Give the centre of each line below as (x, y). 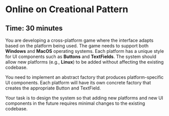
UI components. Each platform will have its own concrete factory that (78, 83)
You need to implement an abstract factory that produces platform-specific (84, 77)
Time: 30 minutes (34, 28)
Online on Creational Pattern (67, 9)
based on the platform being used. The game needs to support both (77, 46)
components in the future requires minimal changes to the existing (75, 103)
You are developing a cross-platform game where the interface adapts (79, 40)
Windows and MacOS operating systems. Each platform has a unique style (85, 51)
